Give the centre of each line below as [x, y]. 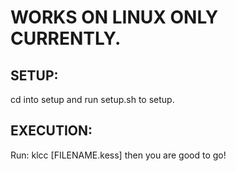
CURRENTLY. [66, 38]
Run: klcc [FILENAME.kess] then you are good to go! [118, 155]
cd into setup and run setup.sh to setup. [92, 99]
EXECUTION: [51, 131]
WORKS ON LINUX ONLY [114, 17]
